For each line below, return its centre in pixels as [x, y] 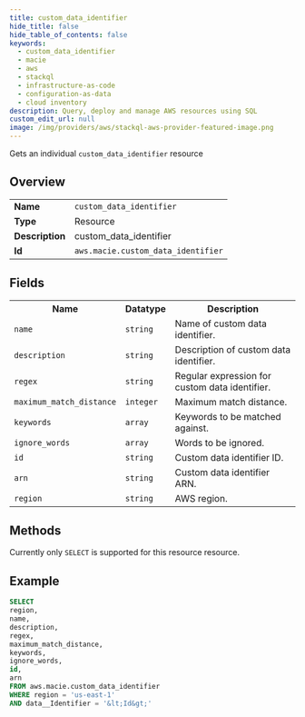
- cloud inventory [53, 102]
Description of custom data [233, 349]
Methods [35, 531]
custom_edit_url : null [52, 119]
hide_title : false [44, 26]
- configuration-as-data [64, 94]
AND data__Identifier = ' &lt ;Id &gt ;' [81, 703]
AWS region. [202, 498]
